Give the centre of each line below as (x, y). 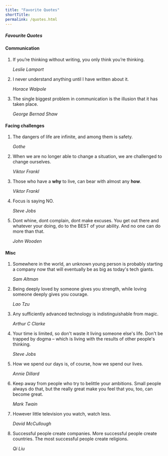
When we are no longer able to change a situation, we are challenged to (87, 156)
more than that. (28, 231)
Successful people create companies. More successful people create (85, 434)
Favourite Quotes (24, 35)
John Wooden (27, 241)
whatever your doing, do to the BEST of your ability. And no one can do (87, 226)
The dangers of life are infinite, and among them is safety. (73, 137)
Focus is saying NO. (33, 201)
